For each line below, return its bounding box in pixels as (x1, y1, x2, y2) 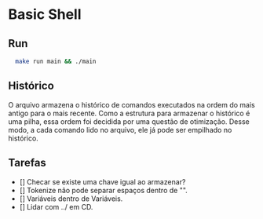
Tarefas (8, 156, 47, 170)
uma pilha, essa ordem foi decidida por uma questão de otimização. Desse (8, 116, 250, 126)
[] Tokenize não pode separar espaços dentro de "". (19, 185, 188, 195)
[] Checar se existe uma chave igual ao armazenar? (19, 177, 186, 186)
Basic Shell (8, 5, 82, 24)
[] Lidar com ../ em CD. (19, 202, 93, 211)
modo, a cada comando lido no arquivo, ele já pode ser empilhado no (8, 125, 232, 134)
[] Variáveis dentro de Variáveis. (19, 194, 123, 203)
